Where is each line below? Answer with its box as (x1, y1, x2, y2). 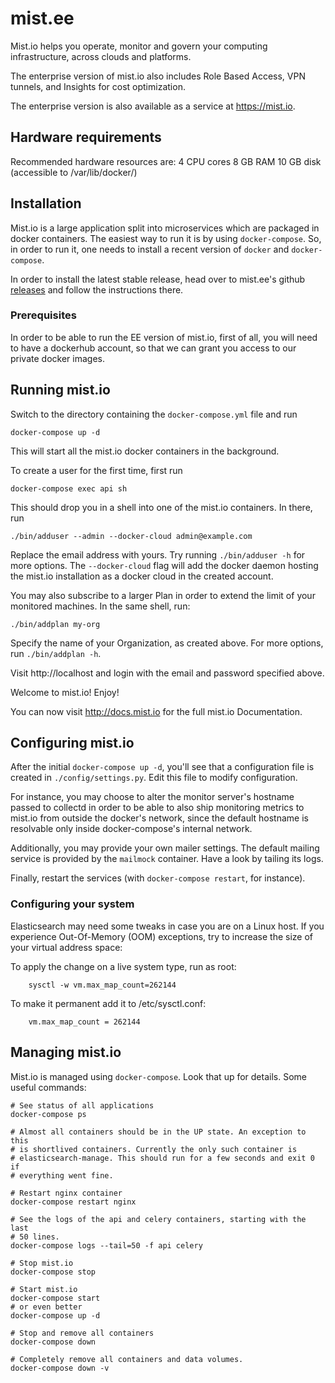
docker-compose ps (10, 1109, 87, 1119)
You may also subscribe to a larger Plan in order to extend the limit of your (10, 589, 316, 601)
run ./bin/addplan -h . (10, 647, 102, 659)
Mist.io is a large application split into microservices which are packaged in (10, 222, 320, 234)
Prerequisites (10, 308, 77, 322)
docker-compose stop (10, 1267, 97, 1277)
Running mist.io (10, 382, 111, 399)
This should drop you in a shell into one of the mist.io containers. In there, (10, 501, 313, 513)
